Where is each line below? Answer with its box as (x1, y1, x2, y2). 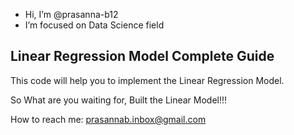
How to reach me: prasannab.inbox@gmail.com (10, 113, 207, 125)
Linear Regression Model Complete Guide (10, 48, 275, 65)
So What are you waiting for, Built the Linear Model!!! (10, 94, 228, 106)
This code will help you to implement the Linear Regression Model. (10, 74, 285, 86)
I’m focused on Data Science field (24, 19, 165, 31)
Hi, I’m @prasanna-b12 (24, 9, 119, 20)
